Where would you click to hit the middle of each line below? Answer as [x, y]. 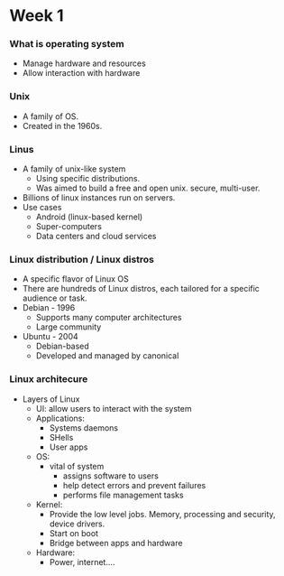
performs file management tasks [123, 495]
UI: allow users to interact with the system [114, 408]
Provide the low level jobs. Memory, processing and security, [163, 514]
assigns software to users [111, 476]
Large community [69, 327]
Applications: [60, 418]
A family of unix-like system [74, 169]
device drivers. [77, 524]
